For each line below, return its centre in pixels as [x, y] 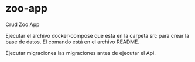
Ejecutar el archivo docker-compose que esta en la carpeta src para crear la [97, 35]
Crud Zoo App [23, 24]
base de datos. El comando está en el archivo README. [73, 42]
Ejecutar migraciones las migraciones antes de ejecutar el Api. [81, 53]
